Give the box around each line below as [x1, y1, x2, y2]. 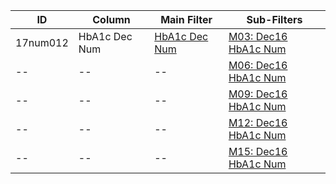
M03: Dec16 [228, 30, 288, 43]
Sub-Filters [246, 13, 303, 26]
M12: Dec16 [228, 116, 288, 129]
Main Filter [160, 13, 213, 26]
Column [92, 13, 131, 26]
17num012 [15, 36, 69, 49]
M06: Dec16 [228, 59, 288, 72]
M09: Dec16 [228, 87, 288, 101]
